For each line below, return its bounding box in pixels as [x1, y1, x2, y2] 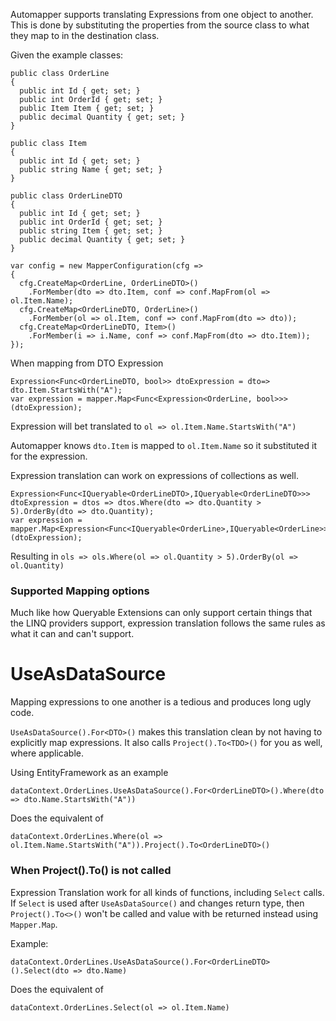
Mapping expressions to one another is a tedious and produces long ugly [10, 696, 312, 708]
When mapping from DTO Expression [10, 357, 164, 369]
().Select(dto [10, 965, 70, 976]
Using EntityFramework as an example [10, 767, 169, 779]
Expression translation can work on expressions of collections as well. [10, 470, 299, 481]
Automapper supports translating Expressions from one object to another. [10, 9, 314, 20]
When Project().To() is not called [10, 864, 172, 878]
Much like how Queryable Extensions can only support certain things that [10, 607, 313, 619]
